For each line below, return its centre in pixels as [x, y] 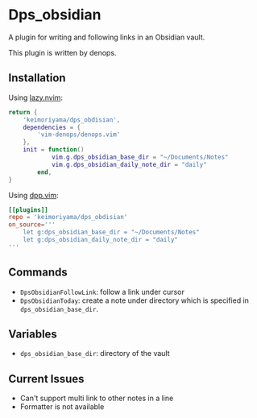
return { [23, 112]
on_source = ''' [32, 225]
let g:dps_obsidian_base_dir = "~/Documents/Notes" [111, 232]
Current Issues [46, 379]
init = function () [54, 150]
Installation [37, 78]
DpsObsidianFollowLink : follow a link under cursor [102, 292]
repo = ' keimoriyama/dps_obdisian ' [68, 217]
